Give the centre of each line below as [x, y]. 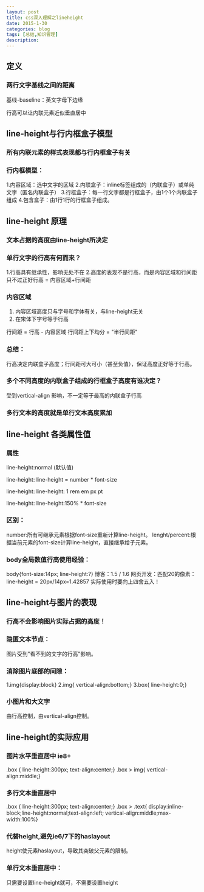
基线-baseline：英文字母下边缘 [45, 100]
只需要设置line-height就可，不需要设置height [62, 882]
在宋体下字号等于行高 [42, 319]
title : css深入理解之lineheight [45, 18]
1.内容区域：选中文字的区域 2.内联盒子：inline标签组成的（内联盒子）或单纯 [100, 185]
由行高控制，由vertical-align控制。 [49, 716]
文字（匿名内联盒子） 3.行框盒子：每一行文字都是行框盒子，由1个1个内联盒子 [102, 192]
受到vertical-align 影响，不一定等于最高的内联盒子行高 [74, 395]
